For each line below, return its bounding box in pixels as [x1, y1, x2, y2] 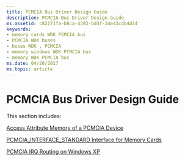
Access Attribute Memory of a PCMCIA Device [6, 124, 124, 132]
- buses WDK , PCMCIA [6, 43, 62, 50]
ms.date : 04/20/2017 [6, 60, 59, 66]
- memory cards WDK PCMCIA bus [6, 32, 86, 38]
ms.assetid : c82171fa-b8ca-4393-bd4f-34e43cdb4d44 [6, 20, 138, 26]
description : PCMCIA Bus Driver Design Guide [6, 15, 124, 21]
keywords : [6, 26, 32, 32]
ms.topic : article [6, 66, 53, 72]
